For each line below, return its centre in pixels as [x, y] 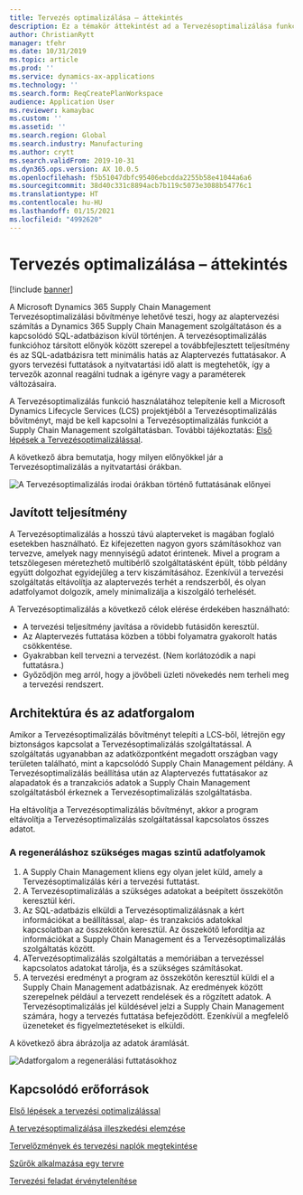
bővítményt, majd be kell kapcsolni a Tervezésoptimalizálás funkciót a [139, 420]
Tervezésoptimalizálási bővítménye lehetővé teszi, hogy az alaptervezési [144, 316]
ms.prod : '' [32, 69]
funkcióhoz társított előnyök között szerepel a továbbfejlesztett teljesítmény [150, 345]
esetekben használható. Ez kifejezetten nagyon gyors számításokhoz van [145, 544]
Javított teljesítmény [69, 512]
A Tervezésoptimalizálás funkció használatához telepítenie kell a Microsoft [147, 401]
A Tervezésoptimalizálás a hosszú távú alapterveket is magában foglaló [142, 534]
